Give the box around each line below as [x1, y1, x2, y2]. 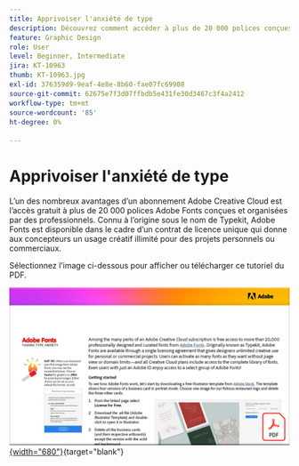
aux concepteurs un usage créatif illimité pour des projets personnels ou [9, 234, 276, 245]
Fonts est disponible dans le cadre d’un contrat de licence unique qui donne [9, 224, 287, 235]
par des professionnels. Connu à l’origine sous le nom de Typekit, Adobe [9, 214, 276, 226]
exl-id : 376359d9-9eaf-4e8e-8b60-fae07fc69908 [9, 80, 185, 89]
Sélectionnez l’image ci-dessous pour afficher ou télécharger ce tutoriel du [9, 261, 285, 271]
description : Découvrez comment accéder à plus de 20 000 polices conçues [9, 23, 293, 33]
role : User [9, 43, 50, 52]
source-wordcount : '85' [9, 108, 98, 117]
